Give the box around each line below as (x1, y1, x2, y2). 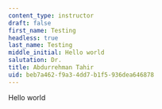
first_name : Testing (8, 26, 77, 34)
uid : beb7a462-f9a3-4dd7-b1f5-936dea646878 (8, 71, 155, 79)
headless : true (8, 33, 59, 42)
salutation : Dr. (8, 56, 62, 64)
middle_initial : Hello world (8, 49, 105, 56)
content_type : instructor (8, 11, 94, 20)
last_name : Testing (8, 41, 73, 49)
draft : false (8, 19, 52, 27)
